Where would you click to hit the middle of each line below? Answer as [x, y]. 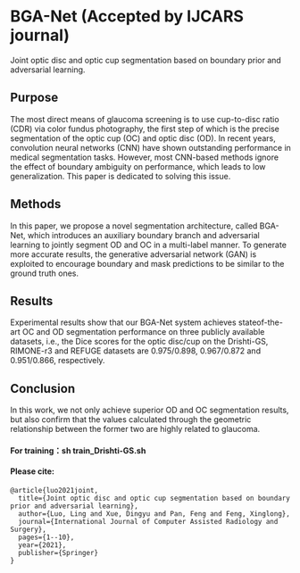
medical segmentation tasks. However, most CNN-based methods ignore [145, 157]
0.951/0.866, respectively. [58, 361]
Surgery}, [29, 529]
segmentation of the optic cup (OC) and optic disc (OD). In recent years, [143, 138]
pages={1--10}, [46, 537]
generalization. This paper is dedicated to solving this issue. [121, 176]
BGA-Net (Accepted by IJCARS [127, 17]
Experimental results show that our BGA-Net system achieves [123, 322]
